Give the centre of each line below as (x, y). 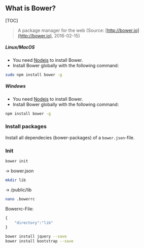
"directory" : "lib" (34, 223)
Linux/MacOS (20, 47)
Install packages (26, 127)
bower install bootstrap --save (39, 241)
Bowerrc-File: (20, 209)
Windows (16, 86)
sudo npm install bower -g (34, 75)
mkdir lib (16, 180)
